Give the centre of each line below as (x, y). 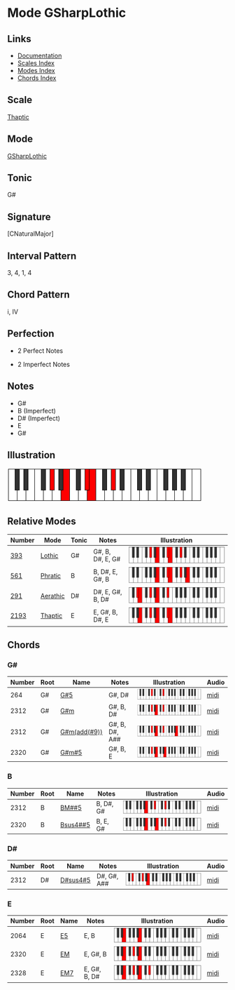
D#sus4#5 (76, 880)
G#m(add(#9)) (81, 732)
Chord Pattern (38, 295)
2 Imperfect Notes (43, 364)
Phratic (51, 575)
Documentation (40, 55)
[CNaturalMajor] (30, 234)
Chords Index (37, 78)
